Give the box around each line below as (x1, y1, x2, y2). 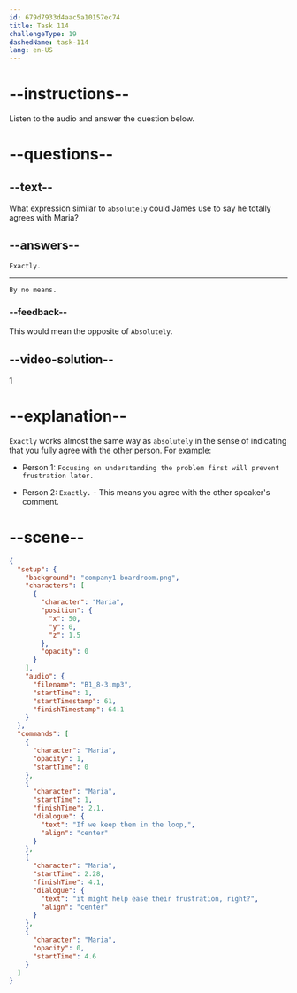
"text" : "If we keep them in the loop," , (41, 820, 196, 829)
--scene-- (9, 528, 85, 547)
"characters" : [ (25, 581, 86, 590)
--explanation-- (9, 407, 127, 426)
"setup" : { (17, 564, 57, 574)
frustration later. (21, 471, 95, 480)
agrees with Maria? (9, 213, 80, 223)
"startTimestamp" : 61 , (32, 696, 117, 705)
